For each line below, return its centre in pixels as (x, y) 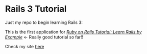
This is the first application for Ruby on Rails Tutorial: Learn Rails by (73, 32)
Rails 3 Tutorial (36, 9)
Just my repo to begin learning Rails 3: (44, 22)
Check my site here (25, 46)
